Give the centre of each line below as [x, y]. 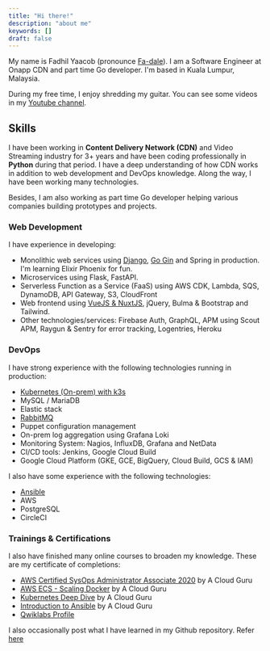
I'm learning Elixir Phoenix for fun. [76, 269]
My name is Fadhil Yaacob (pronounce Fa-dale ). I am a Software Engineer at [135, 61]
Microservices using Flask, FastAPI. [79, 277]
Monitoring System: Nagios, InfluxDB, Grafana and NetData [118, 443]
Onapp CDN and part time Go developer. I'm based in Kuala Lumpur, [122, 70]
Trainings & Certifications [60, 538]
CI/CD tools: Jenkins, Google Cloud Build [88, 451]
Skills [22, 128]
